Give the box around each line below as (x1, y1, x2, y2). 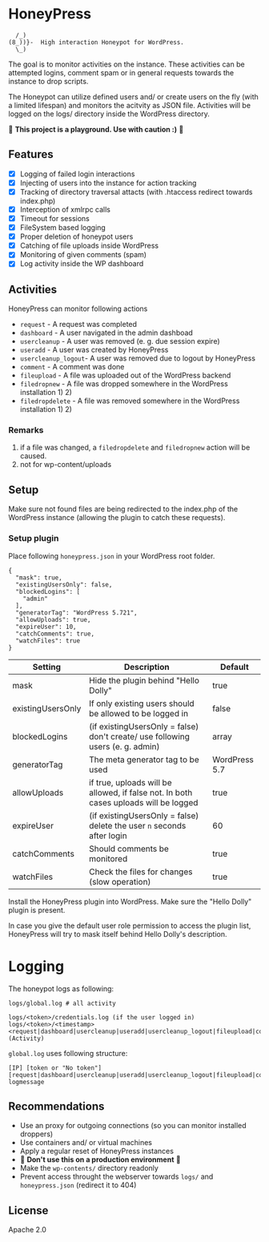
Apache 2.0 (8, 1225, 46, 1235)
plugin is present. (8, 905, 66, 914)
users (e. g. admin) (89, 740, 160, 752)
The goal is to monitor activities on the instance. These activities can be (8, 59, 246, 69)
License (8, 1204, 49, 1217)
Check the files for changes (89, 866, 193, 877)
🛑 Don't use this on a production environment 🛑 (19, 1155, 182, 1164)
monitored (89, 853, 128, 864)
